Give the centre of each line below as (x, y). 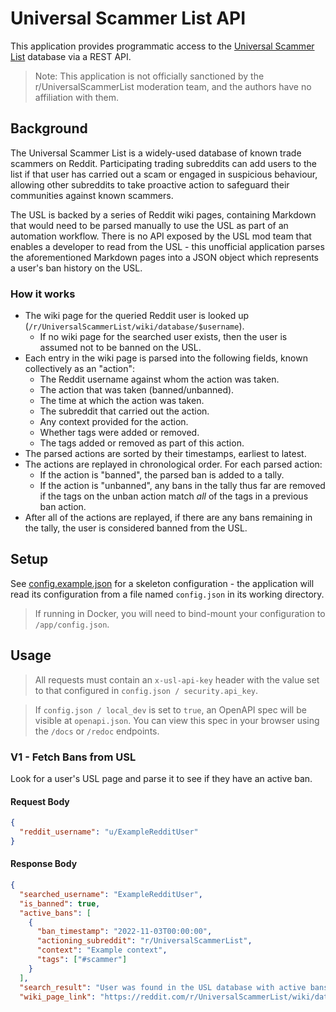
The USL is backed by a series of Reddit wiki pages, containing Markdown (163, 214)
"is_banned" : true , (60, 903)
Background (49, 128)
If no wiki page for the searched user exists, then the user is (163, 337)
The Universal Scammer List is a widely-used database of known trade (156, 153)
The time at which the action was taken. (122, 401)
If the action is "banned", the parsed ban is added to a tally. (162, 475)
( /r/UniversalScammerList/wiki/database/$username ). (134, 326)
